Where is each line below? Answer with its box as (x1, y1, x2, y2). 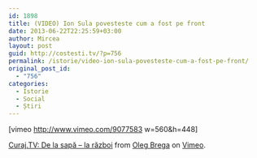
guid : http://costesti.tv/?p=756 (8, 49, 122, 58)
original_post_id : (8, 65, 71, 73)
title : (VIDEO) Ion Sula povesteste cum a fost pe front (8, 19, 206, 28)
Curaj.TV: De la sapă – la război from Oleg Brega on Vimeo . (8, 140, 206, 150)
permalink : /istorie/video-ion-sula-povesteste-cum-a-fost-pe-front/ (8, 58, 250, 66)
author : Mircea (8, 34, 60, 43)
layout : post (8, 42, 53, 50)
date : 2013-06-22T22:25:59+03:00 (8, 27, 122, 35)
